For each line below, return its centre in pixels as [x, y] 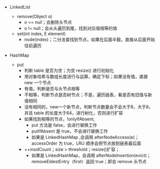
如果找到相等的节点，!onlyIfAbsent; [59, 119]
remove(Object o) [35, 16]
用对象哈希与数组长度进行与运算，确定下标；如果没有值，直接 [86, 76]
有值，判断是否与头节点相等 [52, 89]
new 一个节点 [37, 83]
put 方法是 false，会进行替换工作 [64, 125]
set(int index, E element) [41, 34]
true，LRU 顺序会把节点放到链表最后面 [103, 143]
